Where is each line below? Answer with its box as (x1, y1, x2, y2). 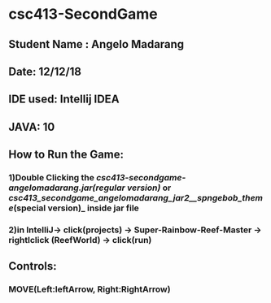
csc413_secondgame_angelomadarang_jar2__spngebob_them (8, 193, 263, 204)
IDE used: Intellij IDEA (8, 93, 120, 106)
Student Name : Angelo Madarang (8, 37, 185, 51)
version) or (127, 182, 172, 193)
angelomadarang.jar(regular (8, 182, 126, 193)
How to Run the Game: (8, 148, 125, 162)
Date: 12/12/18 (8, 64, 81, 78)
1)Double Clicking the (8, 172, 95, 184)
